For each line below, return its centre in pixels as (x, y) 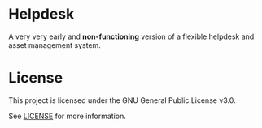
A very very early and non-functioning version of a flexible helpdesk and (131, 36)
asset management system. (55, 45)
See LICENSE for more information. (67, 116)
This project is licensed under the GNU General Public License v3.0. (122, 100)
